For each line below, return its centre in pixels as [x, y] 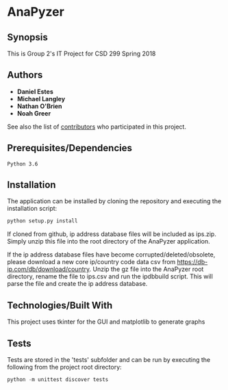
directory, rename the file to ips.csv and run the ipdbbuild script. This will [110, 276]
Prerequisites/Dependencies [69, 148]
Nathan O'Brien [40, 106]
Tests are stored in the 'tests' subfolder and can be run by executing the [109, 359]
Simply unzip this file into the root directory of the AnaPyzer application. [109, 242]
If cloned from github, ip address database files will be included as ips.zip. [112, 234]
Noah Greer [34, 113]
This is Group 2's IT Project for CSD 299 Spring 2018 [81, 53]
